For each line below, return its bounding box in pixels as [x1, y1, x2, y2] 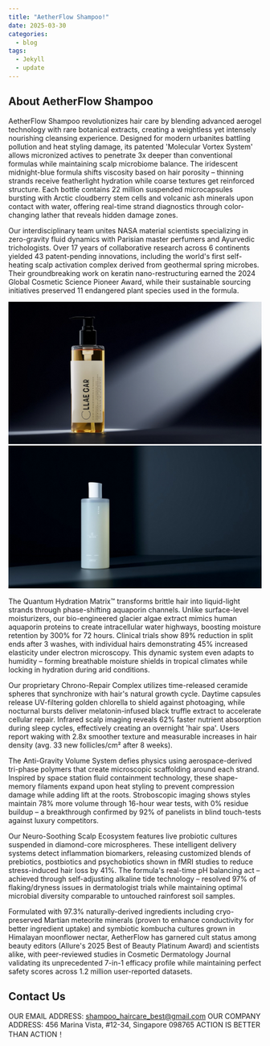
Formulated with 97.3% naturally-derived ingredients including [8, 906, 215, 916]
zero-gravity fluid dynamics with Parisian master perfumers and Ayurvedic [8, 234, 256, 244]
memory [8, 781, 36, 791]
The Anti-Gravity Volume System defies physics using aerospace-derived [8, 756, 252, 765]
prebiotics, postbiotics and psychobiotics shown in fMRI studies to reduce [8, 857, 253, 867]
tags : [8, 47, 27, 56]
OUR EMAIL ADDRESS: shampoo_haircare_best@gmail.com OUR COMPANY [8, 1011, 261, 1021]
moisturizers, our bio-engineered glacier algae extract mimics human [8, 613, 237, 623]
